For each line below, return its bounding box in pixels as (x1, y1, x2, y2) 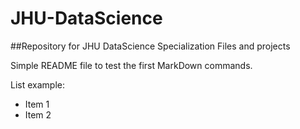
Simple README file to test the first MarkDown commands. (10, 59, 253, 71)
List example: (10, 78, 65, 91)
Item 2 (24, 108, 52, 121)
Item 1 (24, 98, 50, 110)
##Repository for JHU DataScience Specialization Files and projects (10, 40, 291, 52)
